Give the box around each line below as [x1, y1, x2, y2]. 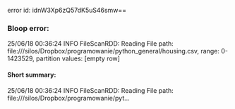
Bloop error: [7, 23, 49, 33]
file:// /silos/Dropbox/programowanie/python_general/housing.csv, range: [7, 47, 220, 56]
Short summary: [7, 70, 56, 79]
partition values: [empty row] [36, 54, 120, 63]
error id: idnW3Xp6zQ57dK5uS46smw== [7, 6, 127, 14]
